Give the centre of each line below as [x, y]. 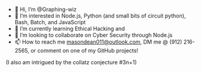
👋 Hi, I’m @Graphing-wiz [46, 9]
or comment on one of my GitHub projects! [85, 51]
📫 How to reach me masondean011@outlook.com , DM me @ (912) [98, 42]
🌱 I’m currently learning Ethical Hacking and [70, 28]
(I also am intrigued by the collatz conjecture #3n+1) [71, 62]
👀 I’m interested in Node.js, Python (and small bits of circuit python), [100, 16]
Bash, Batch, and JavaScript [50, 22]
